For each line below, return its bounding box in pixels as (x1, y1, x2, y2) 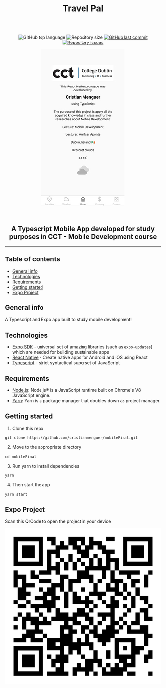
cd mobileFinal (5, 454, 37, 459)
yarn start (5, 492, 28, 497)
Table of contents (5, 255, 60, 263)
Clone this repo (12, 425, 43, 431)
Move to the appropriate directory (12, 444, 82, 450)
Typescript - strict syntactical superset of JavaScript (12, 360, 120, 366)
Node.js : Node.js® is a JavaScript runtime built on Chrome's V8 (12, 387, 141, 393)
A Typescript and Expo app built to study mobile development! (5, 317, 132, 323)
